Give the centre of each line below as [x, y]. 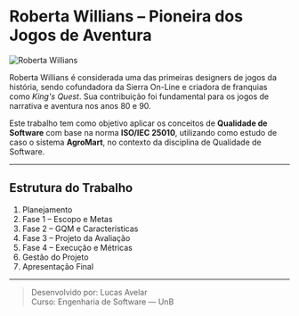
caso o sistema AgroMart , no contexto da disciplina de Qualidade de [135, 142]
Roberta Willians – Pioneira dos [126, 17]
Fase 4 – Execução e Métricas [77, 247]
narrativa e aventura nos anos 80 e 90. [80, 105]
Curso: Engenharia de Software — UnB [102, 302]
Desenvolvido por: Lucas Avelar [89, 292]
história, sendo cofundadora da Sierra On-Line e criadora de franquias [138, 87]
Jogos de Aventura [81, 35]
